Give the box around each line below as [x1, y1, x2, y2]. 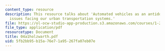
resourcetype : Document [5, 30, 54, 34]
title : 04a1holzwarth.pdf [5, 34, 58, 39]
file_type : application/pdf [5, 25, 63, 30]
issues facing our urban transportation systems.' [9, 16, 115, 21]
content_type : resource [5, 7, 54, 12]
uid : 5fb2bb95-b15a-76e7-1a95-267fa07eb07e [5, 39, 96, 44]
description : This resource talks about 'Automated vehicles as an [5, 12, 146, 17]
